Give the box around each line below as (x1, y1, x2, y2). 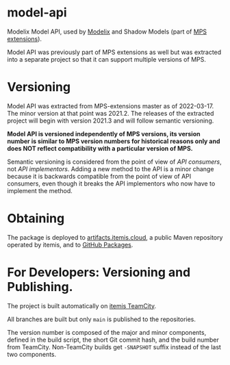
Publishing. (7, 279, 73, 294)
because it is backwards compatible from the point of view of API (7, 172, 192, 180)
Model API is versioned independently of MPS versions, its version (7, 129, 201, 138)
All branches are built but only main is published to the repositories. (7, 315, 196, 323)
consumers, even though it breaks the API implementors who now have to (7, 179, 216, 188)
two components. (7, 350, 57, 358)
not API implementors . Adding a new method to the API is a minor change (7, 164, 214, 173)
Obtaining (7, 211, 65, 227)
